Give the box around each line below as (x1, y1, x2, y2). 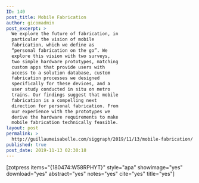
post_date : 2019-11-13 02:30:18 (6, 147, 86, 153)
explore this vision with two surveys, (11, 53, 111, 59)
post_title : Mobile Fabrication (6, 14, 86, 20)
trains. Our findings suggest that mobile (11, 92, 119, 98)
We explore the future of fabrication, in (11, 31, 119, 37)
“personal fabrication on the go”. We (11, 48, 108, 54)
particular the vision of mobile (11, 36, 95, 42)
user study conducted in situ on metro (11, 86, 111, 92)
